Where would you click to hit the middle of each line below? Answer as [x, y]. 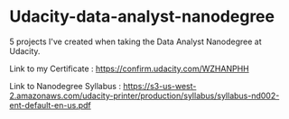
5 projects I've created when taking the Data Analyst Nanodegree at [135, 41]
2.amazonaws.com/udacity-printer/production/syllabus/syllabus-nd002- [144, 96]
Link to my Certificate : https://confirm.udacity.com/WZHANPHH [130, 69]
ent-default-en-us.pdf [51, 105]
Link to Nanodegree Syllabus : [65, 86]
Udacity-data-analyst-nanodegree [142, 17]
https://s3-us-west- [160, 86]
